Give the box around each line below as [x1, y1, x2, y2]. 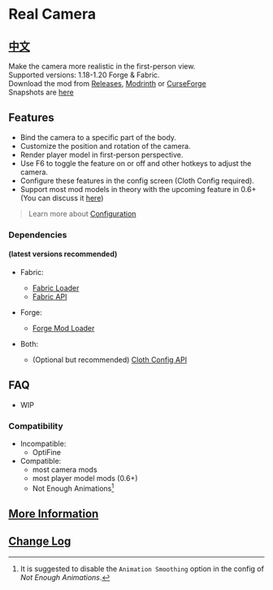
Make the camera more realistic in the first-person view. [8, 62, 196, 71]
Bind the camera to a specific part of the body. [19, 132, 177, 142]
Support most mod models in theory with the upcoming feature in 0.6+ [19, 184, 257, 194]
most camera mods [32, 465, 97, 474]
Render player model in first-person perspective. [19, 150, 184, 160]
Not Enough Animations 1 [32, 482, 115, 493]
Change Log [8, 535, 71, 548]
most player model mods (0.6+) [32, 474, 138, 483]
